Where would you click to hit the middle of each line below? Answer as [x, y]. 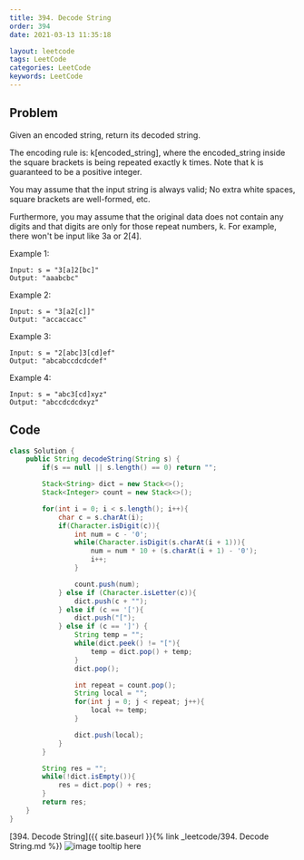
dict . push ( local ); [109, 735]
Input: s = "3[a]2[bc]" [54, 270]
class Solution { [42, 451]
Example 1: [29, 253]
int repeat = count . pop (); [125, 685]
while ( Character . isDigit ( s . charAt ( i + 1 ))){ [160, 542]
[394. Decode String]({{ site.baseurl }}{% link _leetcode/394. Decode [139, 836]
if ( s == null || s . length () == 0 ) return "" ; [130, 468]
